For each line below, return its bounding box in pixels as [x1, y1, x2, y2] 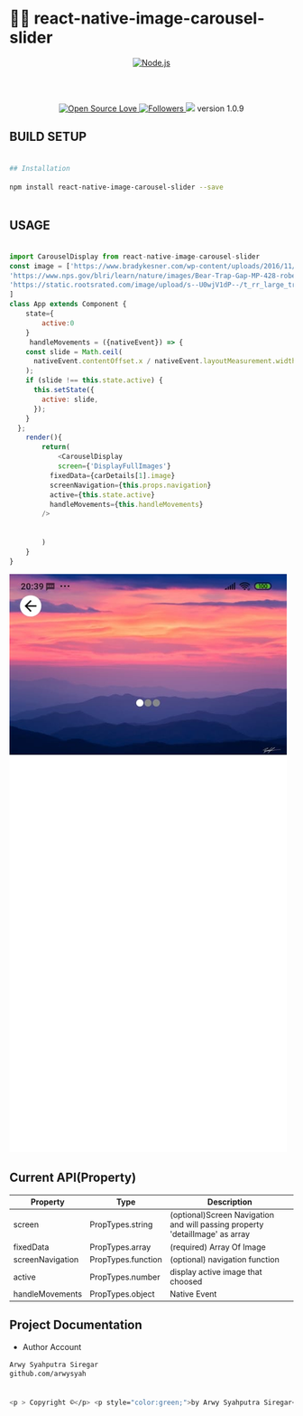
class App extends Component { [9, 300, 127, 309]
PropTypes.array [89, 1242, 151, 1252]
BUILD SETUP [9, 129, 87, 145]
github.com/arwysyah [9, 1369, 87, 1379]
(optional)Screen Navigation [170, 1210, 275, 1221]
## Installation [9, 164, 70, 173]
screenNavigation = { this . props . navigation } [49, 481, 212, 490]
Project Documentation [9, 1318, 142, 1333]
